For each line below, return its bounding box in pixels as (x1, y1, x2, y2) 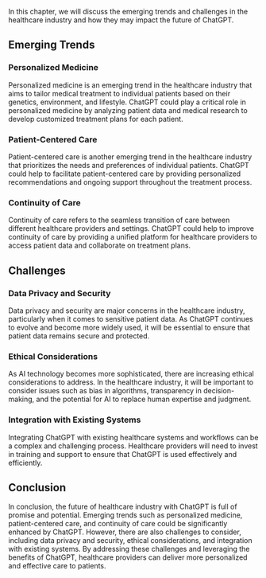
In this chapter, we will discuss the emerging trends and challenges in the (8, 7, 249, 16)
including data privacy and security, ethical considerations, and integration (8, 536, 253, 545)
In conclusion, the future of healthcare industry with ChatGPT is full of (8, 502, 237, 512)
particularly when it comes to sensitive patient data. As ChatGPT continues (8, 314, 253, 323)
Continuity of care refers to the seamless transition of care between (8, 215, 230, 225)
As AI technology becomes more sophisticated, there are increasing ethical (8, 369, 254, 379)
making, (8, 394, 35, 404)
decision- (203, 386, 235, 396)
